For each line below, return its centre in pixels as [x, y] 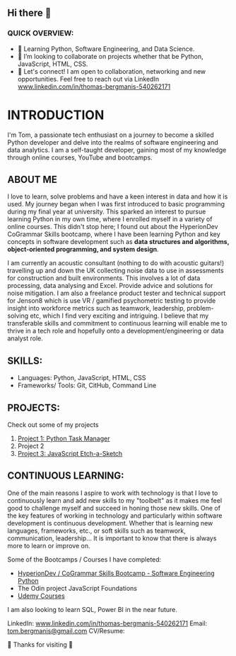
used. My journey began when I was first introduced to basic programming [116, 204]
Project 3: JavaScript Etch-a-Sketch [70, 454]
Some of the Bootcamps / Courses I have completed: [84, 559]
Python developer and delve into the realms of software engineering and [113, 142]
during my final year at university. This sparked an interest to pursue [107, 212]
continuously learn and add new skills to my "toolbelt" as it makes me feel [115, 500]
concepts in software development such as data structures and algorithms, [118, 242]
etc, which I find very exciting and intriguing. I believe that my [119, 316]
